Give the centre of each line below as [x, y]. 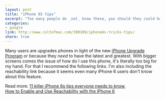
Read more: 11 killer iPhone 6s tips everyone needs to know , [66, 86]
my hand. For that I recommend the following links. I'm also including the [79, 66]
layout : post [18, 10]
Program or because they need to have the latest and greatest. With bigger [81, 56]
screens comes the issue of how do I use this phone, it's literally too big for [81, 61]
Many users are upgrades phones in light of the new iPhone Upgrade [75, 50]
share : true [17, 37]
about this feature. [24, 77]
